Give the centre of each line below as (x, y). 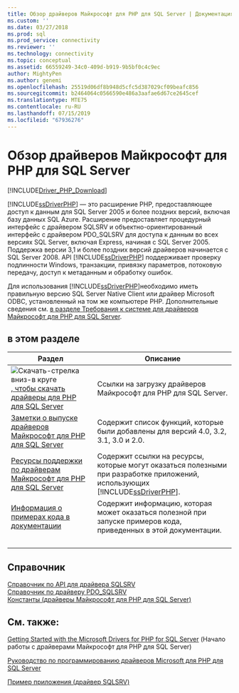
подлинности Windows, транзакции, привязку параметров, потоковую (115, 265)
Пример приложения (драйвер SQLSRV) (69, 682)
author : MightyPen (34, 73)
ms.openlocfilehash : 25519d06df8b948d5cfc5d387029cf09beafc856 (103, 87)
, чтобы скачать (38, 389)
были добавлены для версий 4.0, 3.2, (162, 431)
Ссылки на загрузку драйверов (152, 384)
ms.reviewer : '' (31, 47)
